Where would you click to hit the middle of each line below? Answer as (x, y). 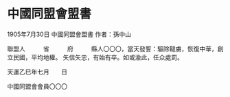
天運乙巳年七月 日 (37, 72)
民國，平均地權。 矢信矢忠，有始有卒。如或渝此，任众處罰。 (98, 57)
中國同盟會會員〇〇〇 (37, 86)
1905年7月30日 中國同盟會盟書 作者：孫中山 (69, 34)
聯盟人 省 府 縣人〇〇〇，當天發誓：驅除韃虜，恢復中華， (112, 48)
